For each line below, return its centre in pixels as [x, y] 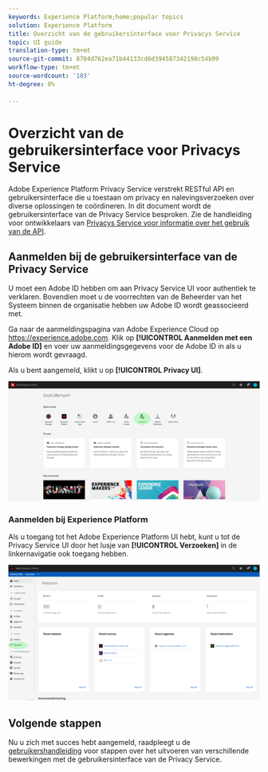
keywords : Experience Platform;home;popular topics [96, 17]
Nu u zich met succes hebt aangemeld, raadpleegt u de [99, 742]
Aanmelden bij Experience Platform [78, 519]
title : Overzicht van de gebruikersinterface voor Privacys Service [124, 34]
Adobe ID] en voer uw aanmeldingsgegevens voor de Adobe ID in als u [125, 346]
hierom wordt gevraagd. [48, 354]
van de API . [27, 232]
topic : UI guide [35, 42]
